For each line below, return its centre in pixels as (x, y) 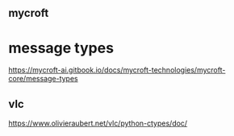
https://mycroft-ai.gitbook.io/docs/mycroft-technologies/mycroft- (117, 70)
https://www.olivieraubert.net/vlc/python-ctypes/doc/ (98, 123)
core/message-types (43, 79)
